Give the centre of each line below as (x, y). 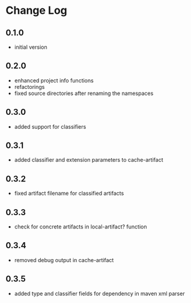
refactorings (29, 87)
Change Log (36, 11)
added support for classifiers (50, 126)
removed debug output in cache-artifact (64, 260)
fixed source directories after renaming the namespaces (84, 93)
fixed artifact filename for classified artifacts (69, 194)
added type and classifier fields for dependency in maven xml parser (99, 293)
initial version (31, 47)
